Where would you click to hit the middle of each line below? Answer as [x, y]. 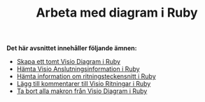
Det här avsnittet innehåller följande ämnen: [72, 48]
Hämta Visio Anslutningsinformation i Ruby [78, 69]
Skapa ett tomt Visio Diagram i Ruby [68, 62]
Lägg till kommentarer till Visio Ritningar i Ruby [84, 84]
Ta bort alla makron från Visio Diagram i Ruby [82, 91]
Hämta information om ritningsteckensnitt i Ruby [86, 76]
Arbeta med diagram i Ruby [117, 13]
